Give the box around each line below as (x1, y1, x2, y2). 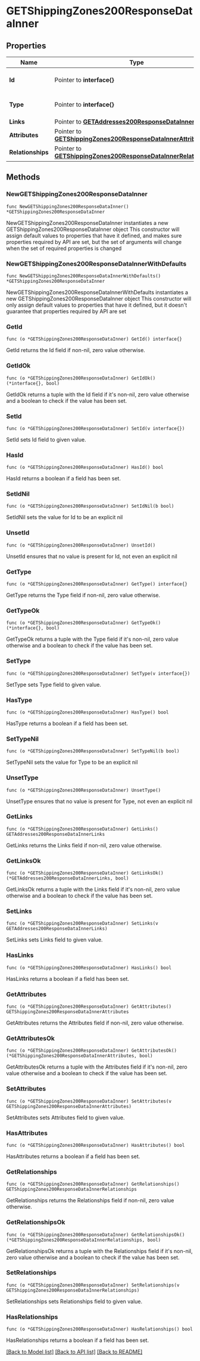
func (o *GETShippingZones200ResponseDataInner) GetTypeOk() (6, 620, 161, 626)
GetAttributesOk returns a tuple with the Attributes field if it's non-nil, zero (6, 1063, 187, 1070)
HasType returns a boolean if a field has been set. (6, 720, 129, 727)
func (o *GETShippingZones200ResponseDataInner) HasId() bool (6, 464, 164, 471)
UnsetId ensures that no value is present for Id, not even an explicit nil (6, 553, 177, 560)
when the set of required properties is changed (6, 245, 122, 252)
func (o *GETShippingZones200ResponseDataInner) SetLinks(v (6, 921, 159, 927)
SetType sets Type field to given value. (6, 681, 101, 688)
